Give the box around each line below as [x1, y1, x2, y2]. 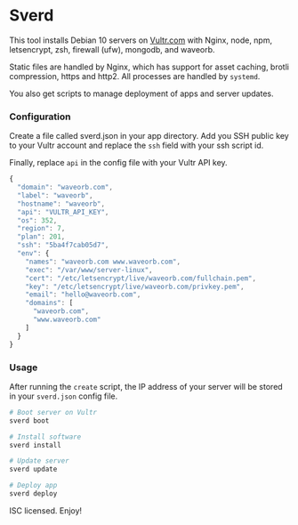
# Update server [9, 456, 69, 465]
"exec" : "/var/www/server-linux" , [25, 265, 153, 274]
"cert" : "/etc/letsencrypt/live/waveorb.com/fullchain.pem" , [25, 273, 256, 283]
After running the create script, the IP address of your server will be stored [9, 381, 283, 392]
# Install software [9, 432, 82, 441]
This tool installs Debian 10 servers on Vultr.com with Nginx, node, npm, [9, 35, 273, 45]
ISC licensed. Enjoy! [9, 505, 83, 516]
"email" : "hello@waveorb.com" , [25, 290, 141, 299]
